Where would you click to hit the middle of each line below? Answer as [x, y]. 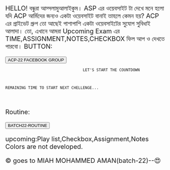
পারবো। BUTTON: [29, 46]
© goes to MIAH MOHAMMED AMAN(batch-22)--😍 [83, 161]
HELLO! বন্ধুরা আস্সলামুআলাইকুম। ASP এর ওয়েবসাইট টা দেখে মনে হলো [85, 8]
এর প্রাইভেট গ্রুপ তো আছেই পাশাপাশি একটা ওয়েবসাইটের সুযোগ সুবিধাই [78, 23]
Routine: [18, 112]
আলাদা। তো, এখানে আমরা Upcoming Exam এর [63, 31]
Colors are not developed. [44, 147]
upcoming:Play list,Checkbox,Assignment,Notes [77, 139]
